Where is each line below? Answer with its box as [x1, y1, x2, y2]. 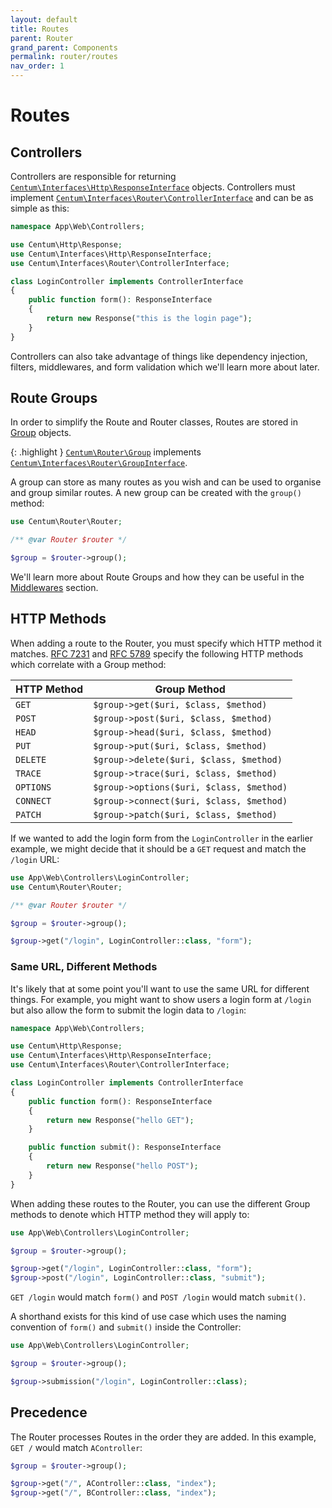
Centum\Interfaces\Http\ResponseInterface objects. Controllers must [10, 181, 296, 193]
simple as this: [10, 202, 70, 214]
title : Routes [10, 24, 70, 34]
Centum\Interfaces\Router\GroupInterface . [10, 457, 188, 469]
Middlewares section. [10, 582, 99, 594]
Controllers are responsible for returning [10, 171, 177, 182]
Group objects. [10, 427, 72, 439]
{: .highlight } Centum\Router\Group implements [10, 446, 202, 458]
